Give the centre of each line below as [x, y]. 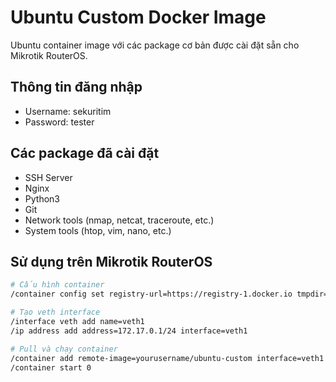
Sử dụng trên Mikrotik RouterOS [111, 261]
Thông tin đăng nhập [76, 87]
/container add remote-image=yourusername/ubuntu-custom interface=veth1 [167, 358]
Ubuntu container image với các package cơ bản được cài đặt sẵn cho [155, 45]
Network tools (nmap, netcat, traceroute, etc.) [119, 220]
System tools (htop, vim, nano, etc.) [98, 230]
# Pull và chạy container [64, 349]
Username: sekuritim [68, 111]
